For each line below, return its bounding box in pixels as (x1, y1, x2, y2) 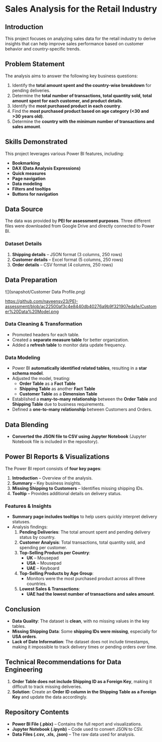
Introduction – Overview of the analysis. (12, 475, 93, 481)
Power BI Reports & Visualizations (5, 453, 110, 461)
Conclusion (5, 605, 41, 613)
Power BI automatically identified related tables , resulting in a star (12, 365, 147, 371)
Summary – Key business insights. (12, 480, 81, 486)
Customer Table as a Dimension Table (19, 391, 97, 397)
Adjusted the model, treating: (12, 376, 70, 381)
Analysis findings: (12, 524, 48, 530)
